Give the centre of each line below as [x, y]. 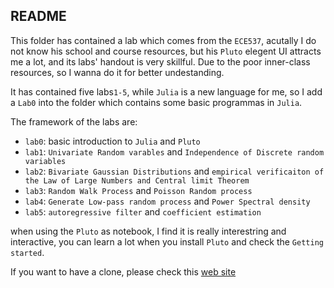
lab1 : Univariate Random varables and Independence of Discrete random [174, 151]
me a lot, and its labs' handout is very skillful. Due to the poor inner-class [160, 61]
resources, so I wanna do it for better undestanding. [117, 72]
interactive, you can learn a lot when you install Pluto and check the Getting [167, 241]
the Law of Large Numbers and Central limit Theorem [137, 180]
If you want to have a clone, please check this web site [123, 271]
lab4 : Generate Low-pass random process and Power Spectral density [167, 201]
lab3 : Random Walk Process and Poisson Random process [138, 190]
